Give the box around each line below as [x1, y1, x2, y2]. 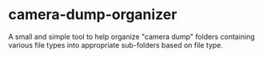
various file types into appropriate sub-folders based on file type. [8, 40, 224, 49]
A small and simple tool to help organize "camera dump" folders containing [8, 32, 256, 41]
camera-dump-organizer [8, 6, 177, 24]
